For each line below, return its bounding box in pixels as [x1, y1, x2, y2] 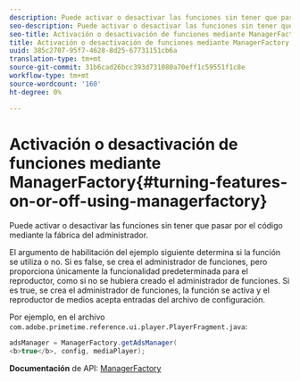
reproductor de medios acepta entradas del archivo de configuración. [9, 295, 266, 305]
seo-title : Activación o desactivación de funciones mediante [9, 29, 246, 38]
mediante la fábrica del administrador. [9, 229, 149, 241]
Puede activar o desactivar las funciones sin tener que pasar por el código [9, 220, 283, 231]
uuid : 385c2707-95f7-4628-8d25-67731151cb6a [9, 46, 178, 55]
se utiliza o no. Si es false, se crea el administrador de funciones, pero [9, 256, 268, 268]
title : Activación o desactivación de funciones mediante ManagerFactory [9, 37, 290, 47]
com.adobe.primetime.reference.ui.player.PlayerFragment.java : [9, 321, 248, 332]
